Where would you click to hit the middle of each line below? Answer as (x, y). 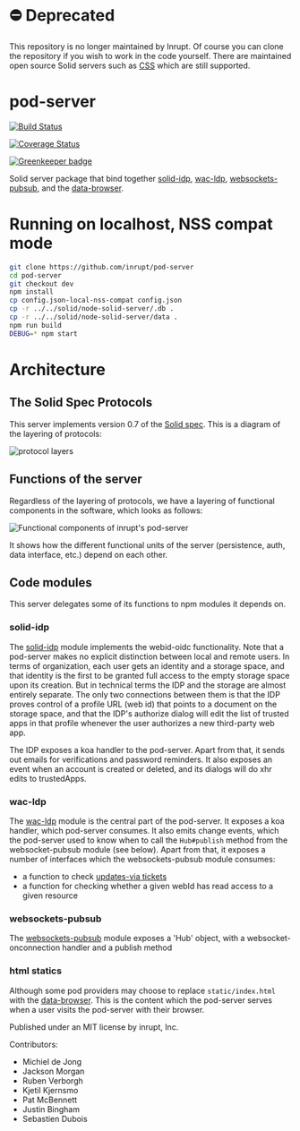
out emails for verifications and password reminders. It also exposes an (141, 759)
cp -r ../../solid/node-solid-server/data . (94, 317)
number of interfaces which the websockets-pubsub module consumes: (142, 859)
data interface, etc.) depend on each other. (89, 554)
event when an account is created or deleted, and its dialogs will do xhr (141, 768)
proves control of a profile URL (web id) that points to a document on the (143, 704)
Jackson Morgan (53, 1071)
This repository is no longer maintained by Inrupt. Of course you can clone (146, 46)
